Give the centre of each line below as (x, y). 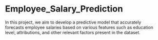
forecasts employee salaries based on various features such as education (79, 27)
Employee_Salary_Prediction (64, 9)
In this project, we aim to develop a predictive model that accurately (73, 22)
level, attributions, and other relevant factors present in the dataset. (73, 32)
